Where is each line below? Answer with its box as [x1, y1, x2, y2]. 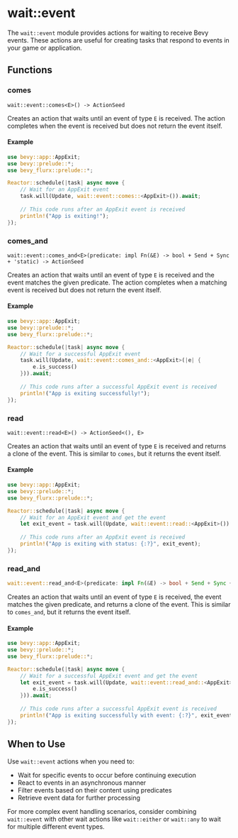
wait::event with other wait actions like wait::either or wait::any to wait [7, 815, 222, 823]
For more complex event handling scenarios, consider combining [7, 807, 197, 815]
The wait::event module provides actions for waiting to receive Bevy [7, 28, 209, 37]
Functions [7, 64, 53, 76]
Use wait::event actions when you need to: [7, 757, 135, 766]
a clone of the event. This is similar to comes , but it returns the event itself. [7, 449, 222, 458]
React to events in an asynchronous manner [17, 778, 147, 787]
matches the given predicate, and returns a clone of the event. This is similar [7, 600, 231, 608]
